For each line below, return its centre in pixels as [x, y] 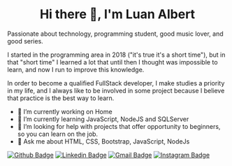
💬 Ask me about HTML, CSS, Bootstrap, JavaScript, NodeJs [103, 141]
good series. [25, 41]
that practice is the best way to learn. [61, 98]
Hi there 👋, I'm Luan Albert [117, 14]
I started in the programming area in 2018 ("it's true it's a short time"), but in [116, 55]
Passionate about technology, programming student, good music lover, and [115, 34]
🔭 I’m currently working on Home [65, 111]
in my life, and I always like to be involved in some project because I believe [116, 90]
